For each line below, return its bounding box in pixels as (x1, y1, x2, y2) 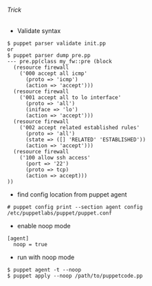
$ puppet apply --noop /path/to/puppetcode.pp (7, 272, 143, 280)
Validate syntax (17, 27, 61, 35)
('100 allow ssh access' (19, 155, 91, 162)
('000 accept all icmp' (19, 70, 88, 77)
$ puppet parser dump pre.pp (7, 52, 91, 59)
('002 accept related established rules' (19, 124, 140, 131)
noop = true (13, 241, 48, 248)
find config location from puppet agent (17, 190, 127, 199)
